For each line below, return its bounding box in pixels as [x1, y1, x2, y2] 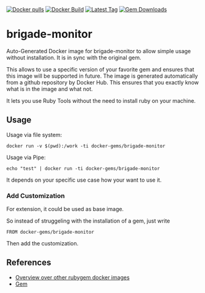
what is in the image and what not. [6, 85, 93, 92]
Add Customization [6, 191, 65, 200]
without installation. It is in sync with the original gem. [6, 54, 142, 61]
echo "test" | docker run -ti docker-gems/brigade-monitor [6, 165, 160, 171]
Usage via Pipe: [6, 154, 46, 161]
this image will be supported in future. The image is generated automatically [6, 72, 198, 80]
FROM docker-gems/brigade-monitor [6, 229, 95, 236]
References [6, 258, 51, 268]
